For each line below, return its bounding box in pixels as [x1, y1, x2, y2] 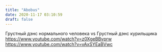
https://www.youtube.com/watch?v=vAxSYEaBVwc [5, 41, 113, 47]
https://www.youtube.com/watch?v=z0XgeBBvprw [5, 36, 112, 42]
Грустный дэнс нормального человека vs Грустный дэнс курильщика [5, 31, 157, 37]
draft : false [5, 17, 33, 22]
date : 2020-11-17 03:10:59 [5, 12, 63, 17]
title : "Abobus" [5, 7, 40, 13]
